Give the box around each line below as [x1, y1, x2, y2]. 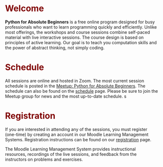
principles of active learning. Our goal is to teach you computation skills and [5, 39, 157, 45]
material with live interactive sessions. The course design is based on [5, 34, 144, 40]
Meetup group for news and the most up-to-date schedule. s [5, 93, 127, 99]
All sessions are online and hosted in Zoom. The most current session [5, 78, 145, 83]
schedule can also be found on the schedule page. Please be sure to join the [5, 88, 158, 94]
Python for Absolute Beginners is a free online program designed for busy [5, 19, 155, 25]
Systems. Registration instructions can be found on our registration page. [5, 136, 152, 142]
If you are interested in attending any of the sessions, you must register [5, 126, 147, 132]
